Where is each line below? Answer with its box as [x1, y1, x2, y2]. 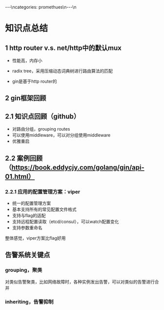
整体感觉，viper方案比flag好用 [5, 235, 66, 241]
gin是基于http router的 [12, 78, 57, 84]
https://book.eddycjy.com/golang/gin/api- [11, 163, 145, 172]
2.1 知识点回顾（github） [5, 112, 81, 120]
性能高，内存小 [12, 58, 42, 63]
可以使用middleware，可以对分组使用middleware [12, 132, 111, 138]
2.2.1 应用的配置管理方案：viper [5, 188, 81, 195]
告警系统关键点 [5, 251, 50, 259]
